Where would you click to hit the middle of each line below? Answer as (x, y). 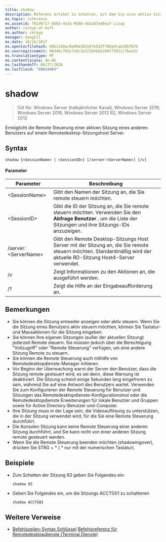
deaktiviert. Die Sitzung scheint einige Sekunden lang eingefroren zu (82, 379)
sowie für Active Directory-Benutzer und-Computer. (65, 405)
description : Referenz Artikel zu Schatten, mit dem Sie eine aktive (78, 14)
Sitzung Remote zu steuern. (41, 353)
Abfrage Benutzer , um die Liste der (96, 218)
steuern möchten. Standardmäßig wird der (103, 251)
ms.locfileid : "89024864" (32, 70)
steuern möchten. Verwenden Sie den (97, 212)
